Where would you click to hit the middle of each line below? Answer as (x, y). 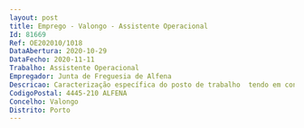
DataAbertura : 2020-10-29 (58, 51)
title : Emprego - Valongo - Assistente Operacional (109, 26)
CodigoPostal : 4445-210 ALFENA (68, 93)
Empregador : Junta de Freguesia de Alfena (90, 77)
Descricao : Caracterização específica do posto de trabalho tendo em (145, 85)
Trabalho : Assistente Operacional (75, 69)
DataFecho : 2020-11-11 (52, 59)
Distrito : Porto (40, 110)
